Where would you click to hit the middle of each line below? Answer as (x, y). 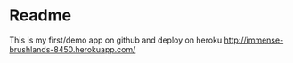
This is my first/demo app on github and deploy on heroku (116, 40)
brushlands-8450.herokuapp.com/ (73, 49)
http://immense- (254, 40)
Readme (41, 16)
